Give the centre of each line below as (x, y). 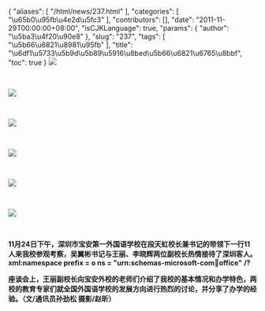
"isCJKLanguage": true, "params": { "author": (155, 28)
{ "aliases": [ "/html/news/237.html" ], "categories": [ (93, 11)
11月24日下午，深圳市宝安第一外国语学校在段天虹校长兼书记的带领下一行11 (129, 244)
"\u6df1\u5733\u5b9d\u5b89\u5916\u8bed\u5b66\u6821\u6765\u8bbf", (125, 53)
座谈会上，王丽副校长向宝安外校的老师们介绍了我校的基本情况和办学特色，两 (132, 279)
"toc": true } (28, 63)
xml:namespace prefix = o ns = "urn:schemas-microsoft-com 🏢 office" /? (129, 263)
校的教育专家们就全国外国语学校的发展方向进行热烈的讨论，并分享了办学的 (129, 289)
